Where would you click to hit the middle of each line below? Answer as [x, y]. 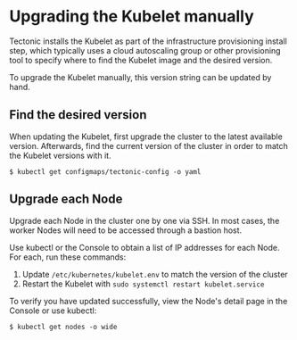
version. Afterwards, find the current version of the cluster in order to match [148, 145]
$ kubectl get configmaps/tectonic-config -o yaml [105, 171]
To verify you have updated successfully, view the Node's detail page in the [148, 301]
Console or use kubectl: [53, 311]
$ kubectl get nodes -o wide [63, 327]
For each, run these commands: [68, 257]
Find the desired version [78, 115]
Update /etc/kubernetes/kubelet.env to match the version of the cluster [155, 274]
